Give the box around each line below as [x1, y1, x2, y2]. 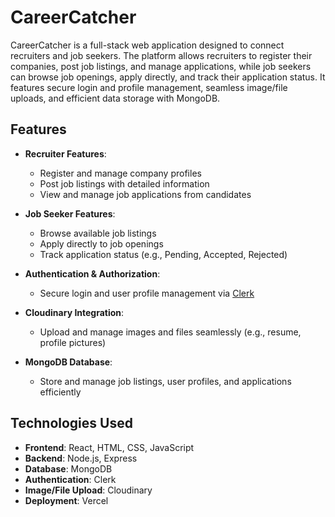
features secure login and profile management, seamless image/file [10, 81, 288, 93]
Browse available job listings [39, 227, 157, 239]
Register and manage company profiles [39, 167, 202, 179]
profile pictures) [39, 336, 107, 348]
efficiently [39, 386, 82, 398]
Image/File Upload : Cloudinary [24, 484, 153, 496]
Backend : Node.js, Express [24, 452, 138, 464]
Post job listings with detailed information [39, 177, 210, 190]
